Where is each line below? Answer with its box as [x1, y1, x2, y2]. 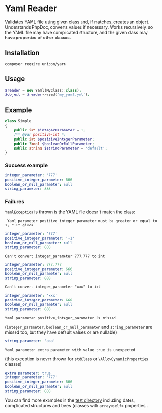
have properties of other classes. [5, 35, 71, 40]
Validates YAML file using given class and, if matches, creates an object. [5, 19, 150, 25]
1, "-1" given [5, 223, 34, 228]
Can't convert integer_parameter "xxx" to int [5, 284, 101, 290]
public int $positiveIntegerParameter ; [14, 137, 95, 142]
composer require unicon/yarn [5, 61, 66, 66]
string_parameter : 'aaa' [5, 338, 55, 343]
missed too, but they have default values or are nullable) [5, 329, 117, 335]
